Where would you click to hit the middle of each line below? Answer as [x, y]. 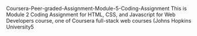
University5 [20, 27]
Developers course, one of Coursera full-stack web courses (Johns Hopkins [99, 21]
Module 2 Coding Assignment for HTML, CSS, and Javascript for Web [91, 15]
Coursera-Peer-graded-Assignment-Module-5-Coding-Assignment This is [96, 8]
